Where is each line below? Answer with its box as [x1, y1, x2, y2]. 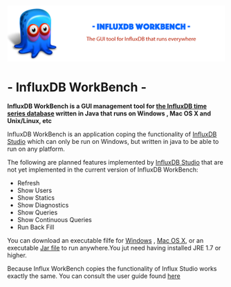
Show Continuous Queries [17, 216, 92, 224]
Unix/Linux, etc [7, 117, 52, 125]
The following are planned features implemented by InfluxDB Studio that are [7, 158, 223, 167]
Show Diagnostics [17, 201, 69, 210]
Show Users [17, 186, 53, 195]
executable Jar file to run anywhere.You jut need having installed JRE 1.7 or [7, 244, 221, 252]
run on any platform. [7, 145, 66, 154]
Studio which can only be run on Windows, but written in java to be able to [7, 138, 219, 146]
